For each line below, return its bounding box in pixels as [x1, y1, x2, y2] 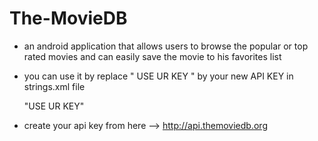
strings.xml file [23, 80, 86, 92]
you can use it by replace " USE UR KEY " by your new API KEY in [23, 70, 294, 82]
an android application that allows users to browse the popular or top [23, 40, 309, 52]
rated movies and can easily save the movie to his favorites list [23, 50, 282, 62]
